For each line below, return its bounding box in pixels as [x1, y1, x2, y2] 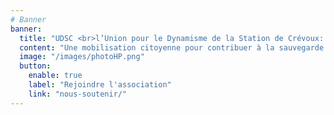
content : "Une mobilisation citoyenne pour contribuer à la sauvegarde [19, 42, 325, 53]
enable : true [28, 71, 83, 81]
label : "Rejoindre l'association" [28, 80, 172, 90]
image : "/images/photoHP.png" [19, 52, 145, 62]
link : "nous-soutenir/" [28, 89, 128, 99]
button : [19, 61, 52, 71]
